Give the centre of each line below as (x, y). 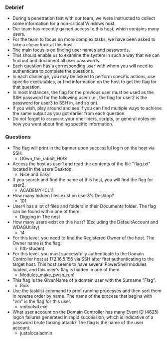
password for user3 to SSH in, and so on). (55, 103)
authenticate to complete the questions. (53, 71)
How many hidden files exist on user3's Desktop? (63, 195)
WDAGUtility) (26, 227)
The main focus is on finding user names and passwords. (71, 50)
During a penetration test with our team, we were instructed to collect (84, 18)
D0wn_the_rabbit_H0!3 (43, 158)
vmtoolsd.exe (34, 306)
